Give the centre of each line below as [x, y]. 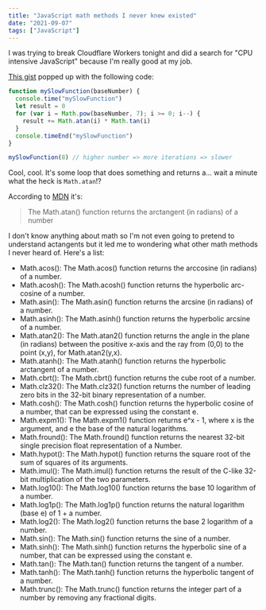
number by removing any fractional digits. [88, 598]
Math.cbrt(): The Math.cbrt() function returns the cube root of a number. [138, 378]
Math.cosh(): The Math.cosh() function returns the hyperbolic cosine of [137, 403]
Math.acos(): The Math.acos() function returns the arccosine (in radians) [138, 268]
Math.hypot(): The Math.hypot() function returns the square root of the [135, 454]
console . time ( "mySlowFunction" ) [69, 99]
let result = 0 [40, 107]
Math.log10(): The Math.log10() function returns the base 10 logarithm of [138, 488]
